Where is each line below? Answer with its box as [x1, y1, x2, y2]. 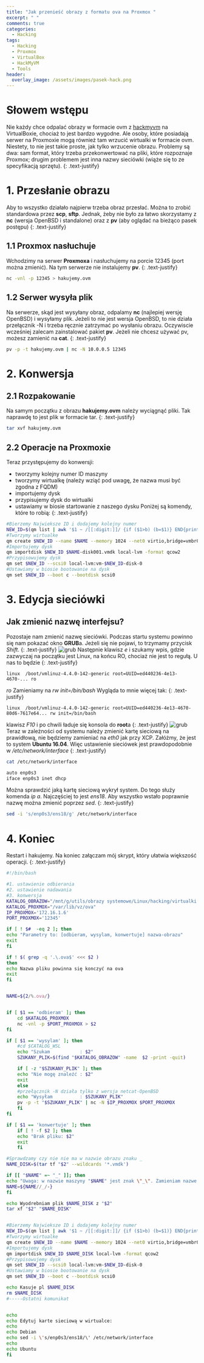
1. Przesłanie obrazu [6, 184, 110, 198]
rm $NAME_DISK [6, 1290, 42, 1296]
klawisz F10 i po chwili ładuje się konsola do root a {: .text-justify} [6, 721, 169, 728]
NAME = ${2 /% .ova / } [6, 993, 50, 1000]
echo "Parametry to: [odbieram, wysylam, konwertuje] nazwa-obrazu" [6, 932, 183, 938]
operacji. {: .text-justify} [6, 858, 66, 866]
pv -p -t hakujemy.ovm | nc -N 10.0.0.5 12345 [6, 346, 126, 352]
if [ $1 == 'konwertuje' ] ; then [6, 1122, 91, 1128]
